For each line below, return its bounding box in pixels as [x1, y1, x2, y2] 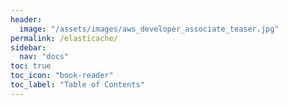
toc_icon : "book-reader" [10, 71, 114, 81]
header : [10, 14, 43, 25]
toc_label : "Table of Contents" [10, 80, 145, 90]
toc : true [10, 61, 52, 71]
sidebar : [10, 42, 47, 53]
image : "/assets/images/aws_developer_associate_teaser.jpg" [19, 24, 280, 34]
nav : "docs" [19, 52, 70, 62]
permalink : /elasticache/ [10, 33, 118, 43]
